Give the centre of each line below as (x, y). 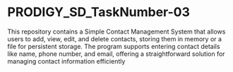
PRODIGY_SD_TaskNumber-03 (99, 12)
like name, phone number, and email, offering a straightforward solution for (116, 54)
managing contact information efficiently (66, 61)
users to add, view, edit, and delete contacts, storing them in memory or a (115, 38)
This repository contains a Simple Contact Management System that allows (116, 31)
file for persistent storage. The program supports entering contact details (114, 46)
